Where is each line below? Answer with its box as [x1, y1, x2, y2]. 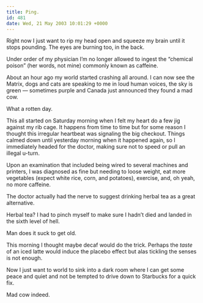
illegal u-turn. [6, 149, 40, 157]
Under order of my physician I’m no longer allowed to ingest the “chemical [6, 56, 193, 63]
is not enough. [6, 255, 43, 262]
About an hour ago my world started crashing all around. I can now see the [6, 74, 195, 81]
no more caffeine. [6, 181, 51, 189]
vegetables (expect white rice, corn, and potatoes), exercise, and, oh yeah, [6, 174, 196, 182]
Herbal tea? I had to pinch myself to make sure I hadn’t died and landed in [6, 211, 192, 219]
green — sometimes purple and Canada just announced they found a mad [6, 87, 193, 94]
